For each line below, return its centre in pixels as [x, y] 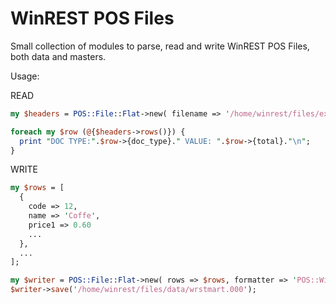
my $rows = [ [37, 188]
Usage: [25, 76]
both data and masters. [58, 56]
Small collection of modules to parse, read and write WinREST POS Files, [160, 46]
